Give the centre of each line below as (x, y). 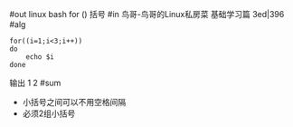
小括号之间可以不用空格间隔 (74, 102)
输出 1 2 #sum (35, 83)
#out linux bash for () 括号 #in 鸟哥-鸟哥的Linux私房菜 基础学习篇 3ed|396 (147, 14)
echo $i (40, 57)
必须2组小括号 (49, 113)
